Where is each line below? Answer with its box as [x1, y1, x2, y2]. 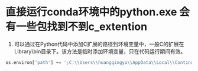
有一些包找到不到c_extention [5, 20, 148, 33]
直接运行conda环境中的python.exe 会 [5, 5, 190, 19]
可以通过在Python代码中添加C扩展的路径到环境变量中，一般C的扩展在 [14, 40, 184, 48]
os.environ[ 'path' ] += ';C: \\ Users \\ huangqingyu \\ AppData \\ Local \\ [5, 59, 176, 65]
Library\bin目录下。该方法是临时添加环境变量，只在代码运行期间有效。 [14, 48, 186, 55]
